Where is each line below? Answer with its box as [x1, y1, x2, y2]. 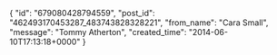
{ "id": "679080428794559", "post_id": [9, 8, 156, 18]
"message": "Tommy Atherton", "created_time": [9, 27, 187, 37]
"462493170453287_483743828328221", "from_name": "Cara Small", [9, 17, 269, 28]
